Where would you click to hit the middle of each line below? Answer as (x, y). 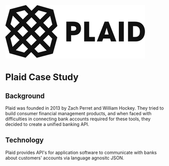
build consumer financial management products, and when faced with (78, 113)
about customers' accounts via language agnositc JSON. (65, 158)
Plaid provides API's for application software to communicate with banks (81, 152)
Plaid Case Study (42, 77)
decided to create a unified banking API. (47, 124)
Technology (25, 140)
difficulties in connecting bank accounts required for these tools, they (78, 119)
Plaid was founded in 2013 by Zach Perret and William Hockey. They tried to (84, 108)
